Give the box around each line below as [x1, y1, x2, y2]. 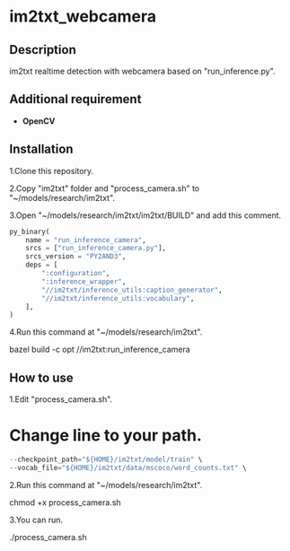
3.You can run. [9, 514, 63, 525]
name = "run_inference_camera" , [25, 235, 146, 244]
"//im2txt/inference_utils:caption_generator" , [41, 285, 223, 294]
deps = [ [25, 260, 58, 270]
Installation [9, 142, 74, 157]
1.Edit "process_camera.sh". [9, 394, 113, 405]
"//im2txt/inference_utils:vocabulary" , [41, 293, 195, 302]
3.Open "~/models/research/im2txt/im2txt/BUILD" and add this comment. [9, 209, 282, 221]
